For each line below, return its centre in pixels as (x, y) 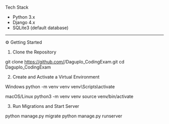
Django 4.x (24, 22)
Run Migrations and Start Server (46, 106)
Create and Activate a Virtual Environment (56, 77)
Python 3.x (24, 17)
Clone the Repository (34, 52)
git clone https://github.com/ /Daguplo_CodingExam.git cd (65, 62)
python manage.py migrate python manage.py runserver (64, 116)
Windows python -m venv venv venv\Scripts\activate (60, 87)
